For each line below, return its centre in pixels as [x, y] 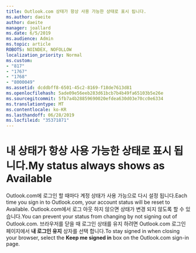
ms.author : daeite [28, 17]
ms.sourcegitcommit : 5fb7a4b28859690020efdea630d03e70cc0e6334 [85, 98]
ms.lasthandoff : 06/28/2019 [40, 115]
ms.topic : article [28, 45]
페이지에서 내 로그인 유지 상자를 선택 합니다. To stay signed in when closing [93, 231]
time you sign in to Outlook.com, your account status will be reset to [88, 202]
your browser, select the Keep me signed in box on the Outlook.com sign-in [97, 238]
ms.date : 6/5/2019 [28, 33]
